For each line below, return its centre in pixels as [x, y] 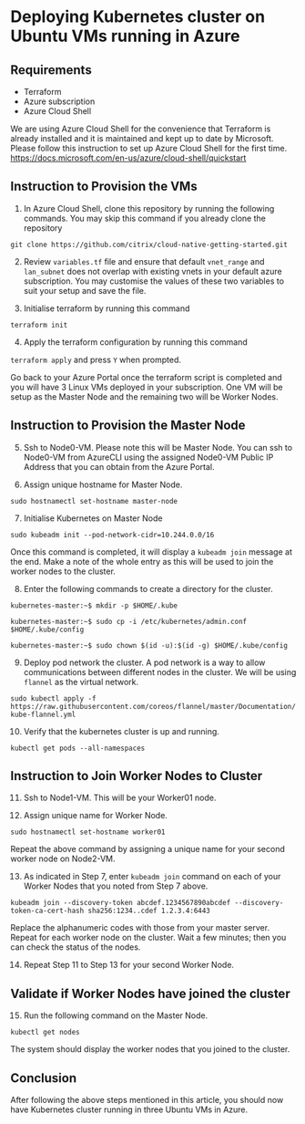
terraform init [39, 325]
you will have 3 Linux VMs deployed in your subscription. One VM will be [147, 387]
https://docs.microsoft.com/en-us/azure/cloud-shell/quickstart [128, 158]
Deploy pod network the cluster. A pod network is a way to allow [144, 662]
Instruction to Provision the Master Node [128, 426]
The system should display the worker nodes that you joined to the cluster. [150, 1049]
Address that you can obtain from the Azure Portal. [119, 466]
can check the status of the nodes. [76, 947]
